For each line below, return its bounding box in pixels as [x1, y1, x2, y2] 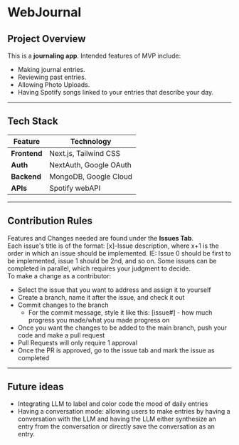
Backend [11, 172, 41, 182]
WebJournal [7, 4, 82, 21]
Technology [70, 136, 112, 146]
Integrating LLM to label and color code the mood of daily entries [17, 399, 208, 408]
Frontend [11, 148, 43, 158]
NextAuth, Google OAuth [49, 159, 132, 169]
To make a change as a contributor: [7, 271, 112, 280]
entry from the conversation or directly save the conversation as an [17, 422, 216, 431]
